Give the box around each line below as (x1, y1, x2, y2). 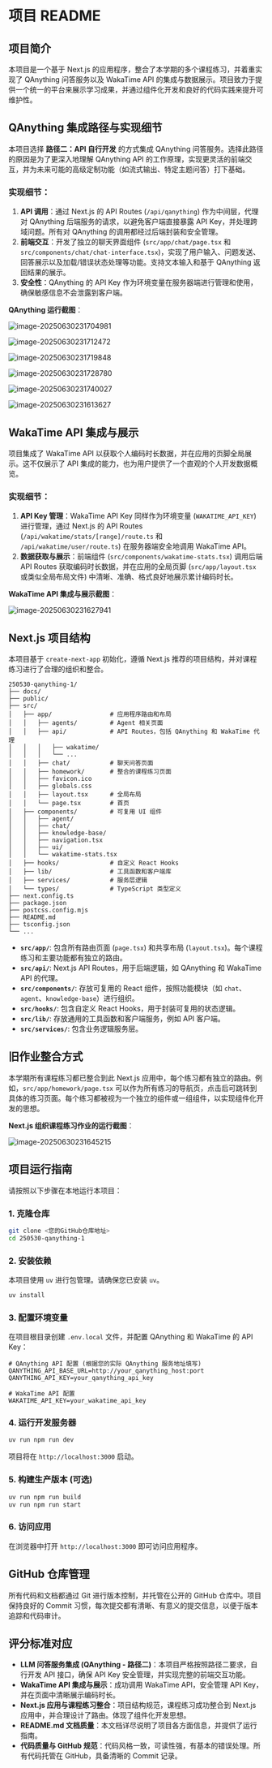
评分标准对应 (8, 1636, 73, 1650)
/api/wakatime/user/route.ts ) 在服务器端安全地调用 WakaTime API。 (19, 541, 251, 551)
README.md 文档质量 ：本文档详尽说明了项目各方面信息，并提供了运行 (19, 1721, 257, 1731)
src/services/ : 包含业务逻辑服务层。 (19, 1024, 143, 1034)
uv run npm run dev (8, 1436, 74, 1444)
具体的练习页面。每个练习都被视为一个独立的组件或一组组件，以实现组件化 (8, 1093, 257, 1103)
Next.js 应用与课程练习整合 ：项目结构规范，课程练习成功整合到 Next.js (19, 1701, 257, 1710)
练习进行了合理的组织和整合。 (8, 664, 108, 674)
